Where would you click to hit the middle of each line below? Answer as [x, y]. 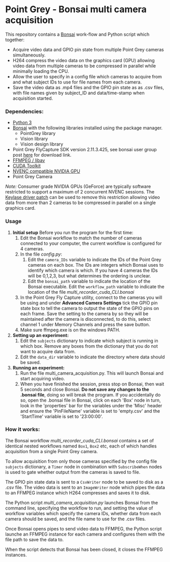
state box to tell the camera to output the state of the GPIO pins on [90, 308]
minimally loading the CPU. [41, 71]
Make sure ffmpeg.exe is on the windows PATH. [70, 330]
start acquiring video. [42, 378]
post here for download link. [42, 155]
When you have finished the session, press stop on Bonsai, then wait [92, 384]
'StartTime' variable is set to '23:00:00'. [61, 416]
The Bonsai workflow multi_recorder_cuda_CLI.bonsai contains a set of [79, 440]
